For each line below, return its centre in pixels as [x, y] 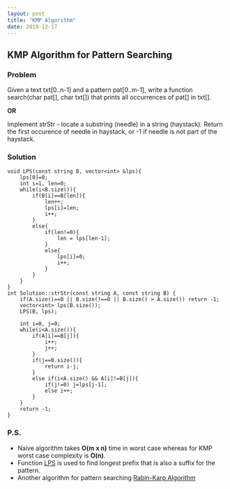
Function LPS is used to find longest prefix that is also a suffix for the [116, 463]
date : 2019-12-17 [32, 26]
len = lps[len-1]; [84, 239]
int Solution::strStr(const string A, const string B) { [92, 293]
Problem [22, 75]
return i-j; [62, 366]
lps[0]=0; [34, 178]
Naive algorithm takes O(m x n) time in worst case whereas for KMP [115, 448]
